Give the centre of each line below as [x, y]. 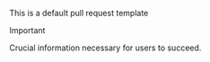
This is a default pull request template [79, 13]
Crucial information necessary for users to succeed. [105, 48]
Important [27, 30]
